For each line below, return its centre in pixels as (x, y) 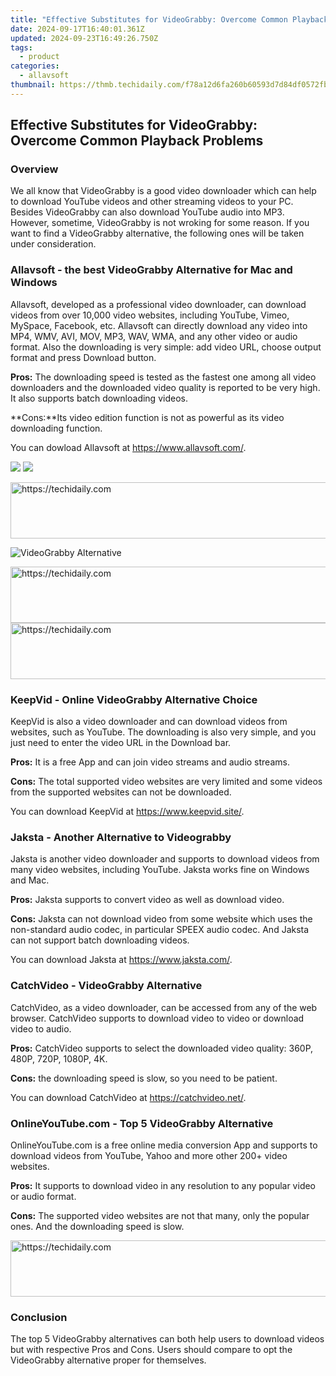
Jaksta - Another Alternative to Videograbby (121, 837)
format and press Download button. (83, 357)
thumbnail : (33, 85)
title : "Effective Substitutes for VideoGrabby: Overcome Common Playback (169, 19)
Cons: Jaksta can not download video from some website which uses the (161, 919)
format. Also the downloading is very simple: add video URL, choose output (166, 347)
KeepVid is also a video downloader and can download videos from (149, 722)
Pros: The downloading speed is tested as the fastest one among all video (163, 377)
